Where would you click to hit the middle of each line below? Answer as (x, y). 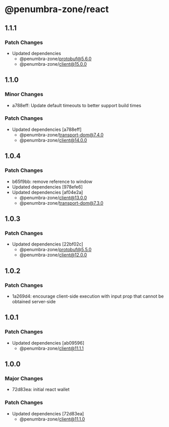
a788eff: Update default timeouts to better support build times (77, 105)
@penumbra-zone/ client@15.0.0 (53, 64)
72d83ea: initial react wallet (41, 390)
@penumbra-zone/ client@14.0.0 (53, 140)
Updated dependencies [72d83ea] (48, 413)
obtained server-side (34, 301)
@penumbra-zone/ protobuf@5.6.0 (55, 59)
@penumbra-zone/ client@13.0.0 (53, 198)
